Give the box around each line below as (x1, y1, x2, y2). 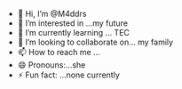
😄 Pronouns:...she (17, 60, 86, 70)
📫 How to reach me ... (17, 47, 100, 57)
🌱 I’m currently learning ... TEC (17, 28, 131, 37)
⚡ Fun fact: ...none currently (17, 69, 120, 80)
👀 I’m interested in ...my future (17, 18, 129, 28)
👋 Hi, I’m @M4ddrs (17, 9, 87, 19)
